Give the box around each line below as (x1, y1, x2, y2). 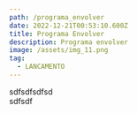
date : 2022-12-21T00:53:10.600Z (9, 21, 128, 30)
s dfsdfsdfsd (9, 86, 53, 97)
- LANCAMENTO (17, 63, 65, 72)
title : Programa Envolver (9, 29, 104, 38)
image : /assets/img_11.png (9, 46, 109, 55)
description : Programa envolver (9, 37, 128, 47)
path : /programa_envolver (9, 12, 104, 22)
